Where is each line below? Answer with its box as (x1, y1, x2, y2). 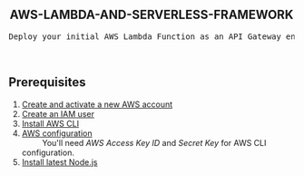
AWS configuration (21, 127, 93, 139)
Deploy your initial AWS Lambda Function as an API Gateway (8, 31, 282, 42)
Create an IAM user (21, 108, 94, 119)
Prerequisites (8, 74, 86, 90)
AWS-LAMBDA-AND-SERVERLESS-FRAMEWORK (9, 7, 294, 23)
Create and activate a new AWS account (21, 99, 173, 110)
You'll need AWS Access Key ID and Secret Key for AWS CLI (42, 137, 267, 148)
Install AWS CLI (21, 118, 79, 129)
